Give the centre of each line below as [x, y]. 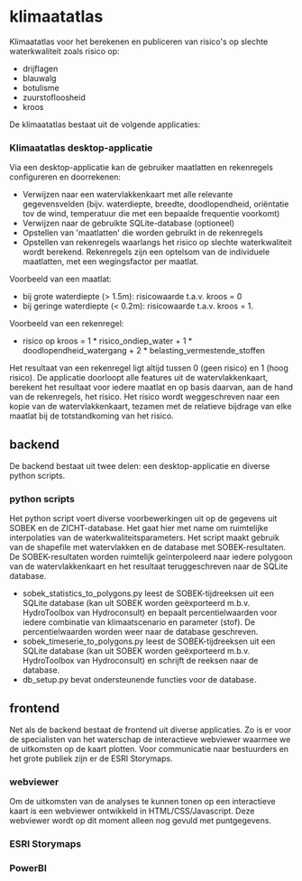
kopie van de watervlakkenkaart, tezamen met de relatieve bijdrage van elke [151, 407]
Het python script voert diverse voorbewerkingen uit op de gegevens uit [143, 519]
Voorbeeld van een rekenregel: [67, 324]
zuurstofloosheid [54, 97]
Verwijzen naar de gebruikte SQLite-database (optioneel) [128, 224]
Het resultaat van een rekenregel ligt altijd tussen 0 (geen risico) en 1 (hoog [149, 368]
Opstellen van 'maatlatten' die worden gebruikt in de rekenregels [142, 233]
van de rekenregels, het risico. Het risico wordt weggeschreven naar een [145, 397]
